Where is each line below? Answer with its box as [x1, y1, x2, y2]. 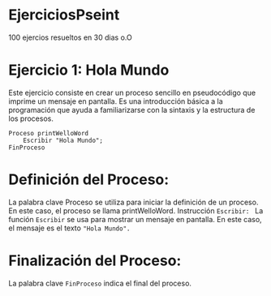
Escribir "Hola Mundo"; [23, 136, 104, 144]
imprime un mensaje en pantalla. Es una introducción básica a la [8, 96, 223, 106]
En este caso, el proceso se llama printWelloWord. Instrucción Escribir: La [8, 205, 264, 216]
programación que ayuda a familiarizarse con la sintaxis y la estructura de [8, 105, 256, 114]
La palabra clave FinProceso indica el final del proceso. [8, 278, 192, 288]
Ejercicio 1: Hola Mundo [8, 61, 170, 79]
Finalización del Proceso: [8, 251, 182, 269]
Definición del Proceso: [8, 170, 170, 189]
